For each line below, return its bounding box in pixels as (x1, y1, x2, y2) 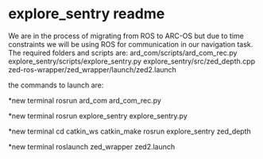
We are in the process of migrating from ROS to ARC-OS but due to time (8, 31, 244, 41)
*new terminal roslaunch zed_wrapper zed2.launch (8, 142, 176, 151)
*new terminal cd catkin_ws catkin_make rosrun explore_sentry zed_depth (8, 126, 252, 136)
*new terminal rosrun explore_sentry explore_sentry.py (8, 111, 188, 120)
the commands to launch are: (8, 80, 104, 90)
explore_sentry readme (8, 5, 165, 23)
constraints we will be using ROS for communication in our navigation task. (8, 39, 253, 48)
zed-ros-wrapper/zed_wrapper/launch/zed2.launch (8, 64, 177, 74)
